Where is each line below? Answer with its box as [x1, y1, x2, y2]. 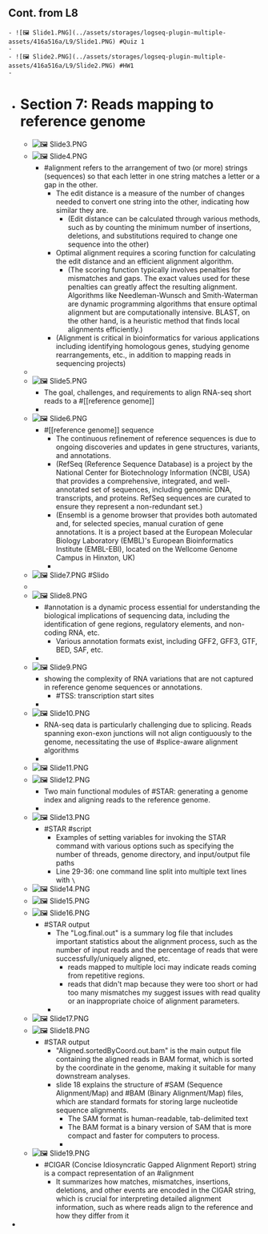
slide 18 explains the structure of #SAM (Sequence [55, 1079, 223, 1089]
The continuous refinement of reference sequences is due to [55, 433, 257, 443]
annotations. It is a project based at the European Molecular [55, 527, 253, 537]
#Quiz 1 [118, 38, 146, 46]
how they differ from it [55, 1211, 130, 1220]
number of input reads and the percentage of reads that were [55, 945, 258, 955]
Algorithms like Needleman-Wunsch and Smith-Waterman [67, 290, 258, 299]
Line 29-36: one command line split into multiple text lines [55, 866, 247, 876]
